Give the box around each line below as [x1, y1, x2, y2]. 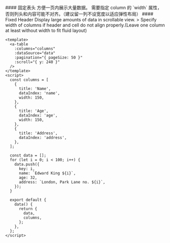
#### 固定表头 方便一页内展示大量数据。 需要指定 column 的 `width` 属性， [5, 5, 162, 11]
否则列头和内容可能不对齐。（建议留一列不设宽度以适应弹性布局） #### [5, 11, 154, 17]
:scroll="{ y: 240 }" [14, 59, 60, 65]
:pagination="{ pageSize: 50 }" [14, 55, 83, 60]
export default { [10, 197, 47, 202]
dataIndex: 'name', [18, 90, 60, 96]
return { [18, 206, 38, 211]
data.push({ [14, 162, 40, 167]
